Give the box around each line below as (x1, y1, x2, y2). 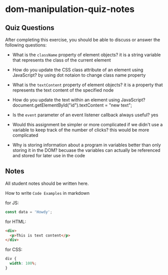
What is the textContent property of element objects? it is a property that (12, 82, 163, 88)
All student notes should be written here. (5, 180, 89, 186)
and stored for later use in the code (12, 153, 85, 158)
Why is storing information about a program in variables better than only (12, 142, 161, 148)
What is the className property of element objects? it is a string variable (12, 52, 161, 58)
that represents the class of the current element (12, 57, 111, 63)
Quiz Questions (5, 24, 54, 32)
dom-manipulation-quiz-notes (5, 4, 135, 15)
